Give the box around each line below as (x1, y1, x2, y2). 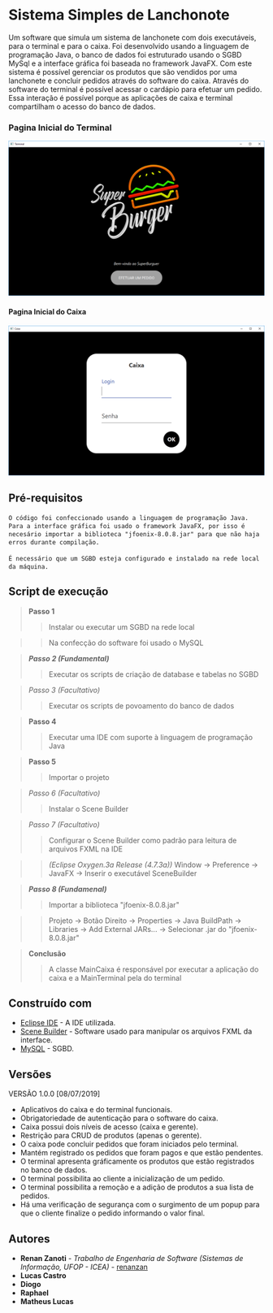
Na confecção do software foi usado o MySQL (48, 638, 204, 648)
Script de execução (8, 585, 109, 599)
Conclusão (28, 948, 67, 958)
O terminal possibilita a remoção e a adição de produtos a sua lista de (19, 1182, 254, 1192)
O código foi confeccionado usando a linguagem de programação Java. (8, 513, 249, 522)
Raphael (19, 1288, 49, 1298)
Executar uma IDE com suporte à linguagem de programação (48, 732, 253, 742)
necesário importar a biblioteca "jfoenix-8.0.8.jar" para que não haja (8, 530, 260, 538)
